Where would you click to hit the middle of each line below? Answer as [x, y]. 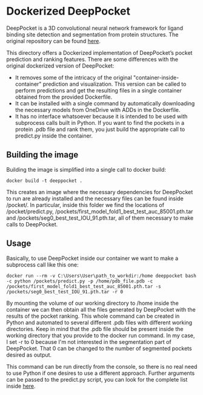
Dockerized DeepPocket [68, 11]
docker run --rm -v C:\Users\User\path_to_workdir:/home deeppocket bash [101, 276]
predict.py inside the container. [54, 136]
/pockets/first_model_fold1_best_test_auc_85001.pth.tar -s [84, 286]
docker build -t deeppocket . [45, 181]
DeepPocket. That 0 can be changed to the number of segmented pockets [99, 348]
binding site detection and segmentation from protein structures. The [92, 34]
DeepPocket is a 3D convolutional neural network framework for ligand [95, 28]
